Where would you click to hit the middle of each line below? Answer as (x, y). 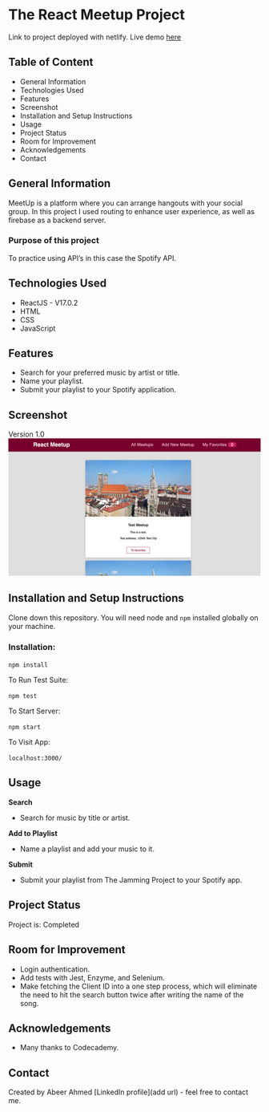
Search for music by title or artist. (75, 818)
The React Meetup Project (97, 15)
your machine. (32, 626)
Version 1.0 (26, 434)
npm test (23, 696)
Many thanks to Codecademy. (69, 1048)
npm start (25, 728)
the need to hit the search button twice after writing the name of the (132, 994)
